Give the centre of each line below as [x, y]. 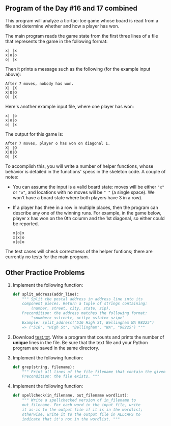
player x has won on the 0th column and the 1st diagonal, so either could [89, 218]
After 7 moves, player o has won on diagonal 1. [58, 143]
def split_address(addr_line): [46, 294]
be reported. [26, 224]
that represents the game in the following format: [56, 41]
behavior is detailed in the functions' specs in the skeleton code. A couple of [85, 171]
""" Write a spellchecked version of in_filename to [79, 400]
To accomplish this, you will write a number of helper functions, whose [79, 166]
